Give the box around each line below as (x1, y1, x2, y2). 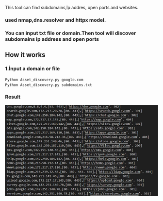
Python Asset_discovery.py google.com (5, 77, 83, 82)
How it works (5, 51, 46, 59)
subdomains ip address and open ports (5, 35, 99, 42)
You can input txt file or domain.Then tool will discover (5, 30, 136, 36)
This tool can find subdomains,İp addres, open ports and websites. (5, 5, 139, 10)
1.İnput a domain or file (5, 66, 60, 72)
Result (5, 94, 21, 100)
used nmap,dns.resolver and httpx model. (5, 17, 106, 23)
